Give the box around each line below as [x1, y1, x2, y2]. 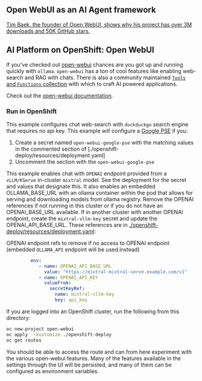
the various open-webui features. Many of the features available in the [6, 354, 181, 362]
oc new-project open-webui [6, 326, 74, 332]
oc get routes [6, 337, 42, 344]
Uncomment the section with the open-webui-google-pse [14, 158, 155, 165]
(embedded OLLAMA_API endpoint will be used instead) [6, 246, 140, 253]
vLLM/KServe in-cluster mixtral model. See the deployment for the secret [6, 176, 187, 183]
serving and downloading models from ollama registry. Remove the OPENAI [6, 195, 194, 203]
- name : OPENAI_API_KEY [38, 275, 98, 281]
